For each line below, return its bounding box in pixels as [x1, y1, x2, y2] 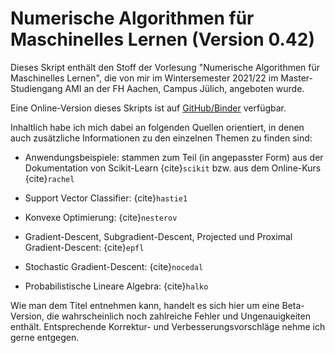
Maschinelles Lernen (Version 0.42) [10, 28, 315, 51]
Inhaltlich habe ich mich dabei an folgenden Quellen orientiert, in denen [10, 121, 305, 133]
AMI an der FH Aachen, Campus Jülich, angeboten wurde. [64, 82, 305, 94]
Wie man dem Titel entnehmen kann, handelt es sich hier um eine [10, 299, 280, 311]
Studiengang [10, 82, 63, 94]
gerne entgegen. [10, 331, 80, 343]
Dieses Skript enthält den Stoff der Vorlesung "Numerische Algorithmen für [10, 61, 321, 73]
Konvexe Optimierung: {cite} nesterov [24, 211, 178, 223]
